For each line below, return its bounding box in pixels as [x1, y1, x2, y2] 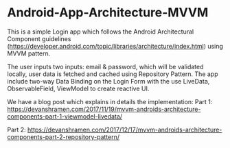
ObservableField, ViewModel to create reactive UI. [7, 84, 150, 92]
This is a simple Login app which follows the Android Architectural [7, 27, 194, 36]
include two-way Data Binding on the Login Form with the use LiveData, [7, 77, 210, 85]
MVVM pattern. [7, 49, 51, 58]
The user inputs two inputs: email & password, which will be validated [7, 62, 204, 71]
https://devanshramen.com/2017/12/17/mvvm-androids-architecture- [27, 125, 222, 134]
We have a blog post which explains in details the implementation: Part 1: [7, 97, 213, 106]
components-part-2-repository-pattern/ [7, 132, 120, 141]
